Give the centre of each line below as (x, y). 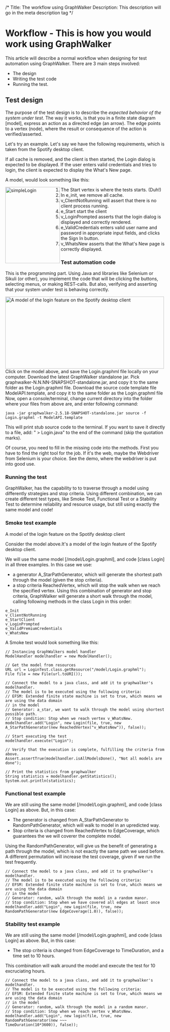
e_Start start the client (84, 211)
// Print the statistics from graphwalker (51, 772)
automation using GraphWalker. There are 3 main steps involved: (73, 64)
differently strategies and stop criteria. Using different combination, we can (84, 494)
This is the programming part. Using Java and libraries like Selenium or (79, 274)
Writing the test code (35, 79)
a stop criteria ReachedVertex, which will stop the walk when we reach (87, 585)
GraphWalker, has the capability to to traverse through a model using (77, 488)
